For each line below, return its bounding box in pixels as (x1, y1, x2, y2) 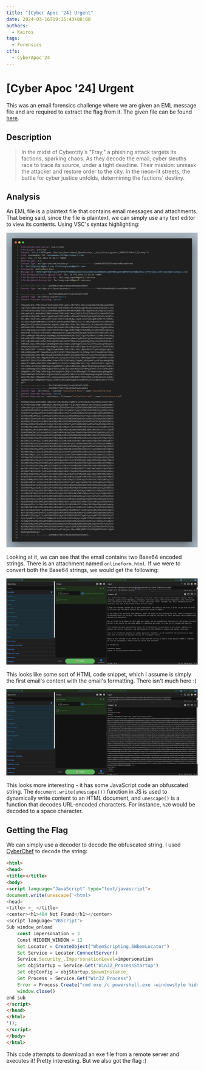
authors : (6, 22, 29, 29)
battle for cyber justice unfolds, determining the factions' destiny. (21, 174, 185, 182)
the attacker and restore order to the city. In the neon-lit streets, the (21, 168, 191, 175)
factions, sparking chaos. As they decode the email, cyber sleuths (21, 155, 187, 162)
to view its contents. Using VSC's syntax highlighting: (6, 220, 140, 228)
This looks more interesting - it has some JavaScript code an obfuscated (6, 782, 188, 789)
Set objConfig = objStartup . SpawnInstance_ (17, 969, 129, 975)
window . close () (17, 988, 56, 994)
